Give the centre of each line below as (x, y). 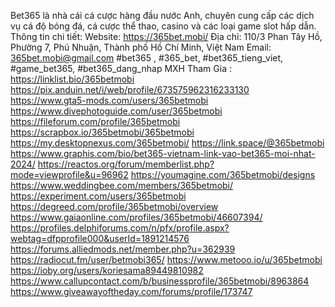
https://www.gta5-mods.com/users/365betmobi (109, 100)
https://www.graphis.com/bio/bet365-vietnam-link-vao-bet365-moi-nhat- (163, 153)
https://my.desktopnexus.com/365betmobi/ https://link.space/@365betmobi (167, 143)
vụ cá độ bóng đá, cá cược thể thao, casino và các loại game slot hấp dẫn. (163, 26)
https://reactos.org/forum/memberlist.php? (126, 164)
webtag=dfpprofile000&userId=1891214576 (100, 238)
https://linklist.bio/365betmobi (72, 79)
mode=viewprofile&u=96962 (69, 174)
